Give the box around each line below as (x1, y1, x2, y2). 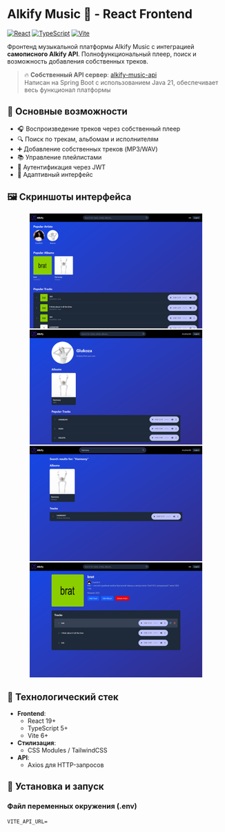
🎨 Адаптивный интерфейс (17, 170, 93, 178)
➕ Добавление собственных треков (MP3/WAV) (17, 144, 158, 153)
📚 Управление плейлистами (17, 153, 102, 161)
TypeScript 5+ (27, 724, 68, 732)
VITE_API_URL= (7, 818, 48, 825)
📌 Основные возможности (7, 106, 128, 117)
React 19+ (27, 717, 57, 725)
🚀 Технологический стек (7, 691, 119, 703)
